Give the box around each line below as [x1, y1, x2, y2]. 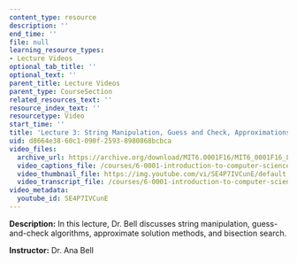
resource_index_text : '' [9, 104, 101, 112]
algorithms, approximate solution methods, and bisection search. [50, 228, 287, 238]
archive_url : [17, 152, 65, 162]
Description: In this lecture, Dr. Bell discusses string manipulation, [9, 218, 250, 228]
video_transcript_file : [17, 178, 104, 187]
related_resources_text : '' [9, 95, 113, 104]
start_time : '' [9, 120, 65, 129]
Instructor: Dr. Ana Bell [9, 244, 95, 255]
